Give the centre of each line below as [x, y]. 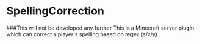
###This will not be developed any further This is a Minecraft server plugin [100, 28]
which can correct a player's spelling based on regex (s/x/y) [82, 34]
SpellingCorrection [55, 11]
